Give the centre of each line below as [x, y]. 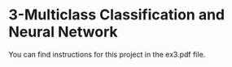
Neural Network [63, 32]
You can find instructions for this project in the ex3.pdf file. [107, 54]
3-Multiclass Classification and [117, 15]
